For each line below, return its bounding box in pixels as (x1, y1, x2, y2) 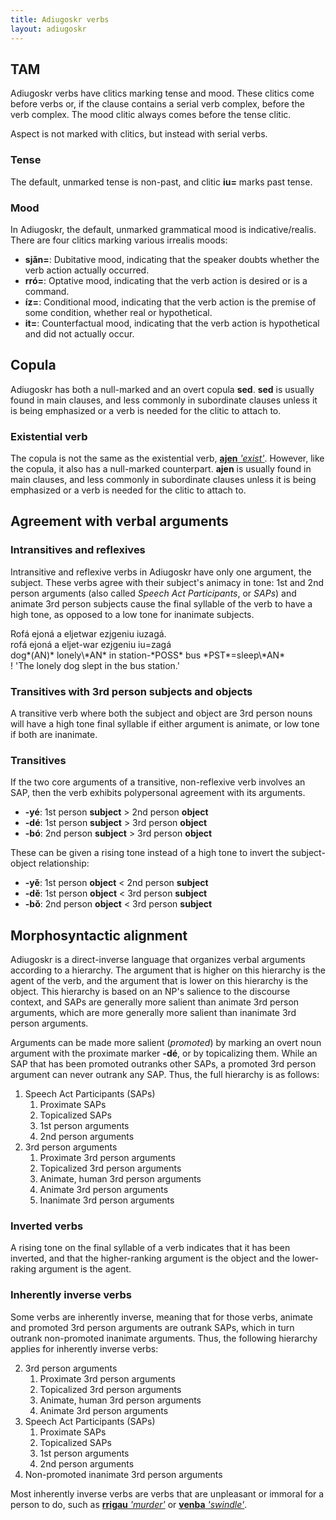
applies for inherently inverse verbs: (10, 1342, 159, 1355)
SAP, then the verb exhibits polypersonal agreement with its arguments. (10, 787, 306, 799)
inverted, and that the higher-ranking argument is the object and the (10, 1252, 291, 1265)
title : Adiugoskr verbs (10, 14, 110, 25)
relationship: (38, 857, 90, 870)
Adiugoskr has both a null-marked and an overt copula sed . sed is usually (10, 383, 315, 395)
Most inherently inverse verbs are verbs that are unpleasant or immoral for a (10, 1487, 325, 1500)
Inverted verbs (10, 1219, 84, 1233)
